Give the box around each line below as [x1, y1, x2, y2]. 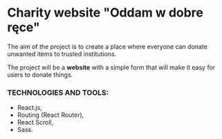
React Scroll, [17, 118, 54, 127]
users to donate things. [7, 71, 73, 79]
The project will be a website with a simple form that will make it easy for [7, 63, 216, 71]
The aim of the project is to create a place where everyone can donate [7, 42, 207, 50]
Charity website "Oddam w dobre [7, 5, 204, 21]
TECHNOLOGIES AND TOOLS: [7, 88, 109, 98]
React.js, [17, 104, 43, 112]
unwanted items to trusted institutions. [7, 50, 117, 58]
